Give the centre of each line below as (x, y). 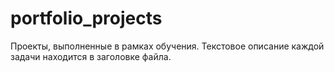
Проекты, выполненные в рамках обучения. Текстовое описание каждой (167, 46)
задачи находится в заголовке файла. (91, 56)
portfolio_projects (86, 18)
